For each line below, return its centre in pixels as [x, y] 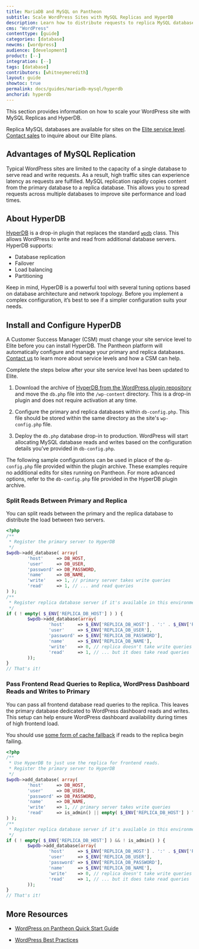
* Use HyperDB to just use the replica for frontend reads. [84, 763]
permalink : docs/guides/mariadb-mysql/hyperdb [65, 89]
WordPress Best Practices [46, 939]
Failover [24, 263]
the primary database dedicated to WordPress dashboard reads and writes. [98, 711]
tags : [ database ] [28, 67]
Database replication [40, 257]
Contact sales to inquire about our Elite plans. [62, 135]
